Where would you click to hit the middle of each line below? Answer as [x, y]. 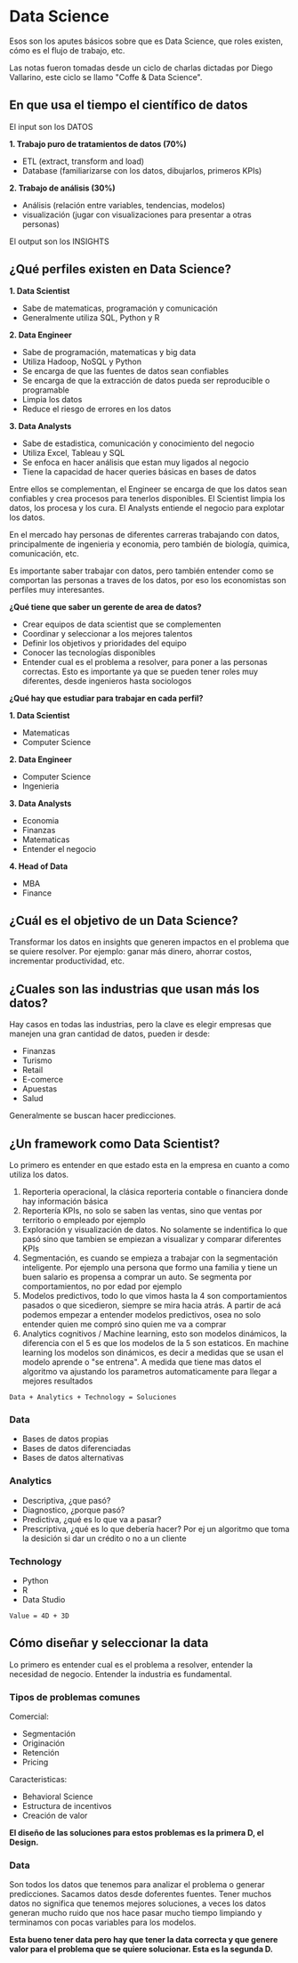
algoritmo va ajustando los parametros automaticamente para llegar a [149, 1371]
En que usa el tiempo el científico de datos [129, 105]
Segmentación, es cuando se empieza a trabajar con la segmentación [150, 1258]
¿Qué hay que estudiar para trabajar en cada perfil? [106, 698]
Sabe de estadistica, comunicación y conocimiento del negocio [138, 443]
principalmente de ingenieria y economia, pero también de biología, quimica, [150, 544]
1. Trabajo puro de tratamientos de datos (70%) [98, 143]
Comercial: [29, 1716]
